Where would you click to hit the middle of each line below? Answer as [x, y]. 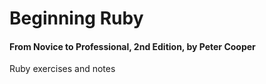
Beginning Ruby [76, 18]
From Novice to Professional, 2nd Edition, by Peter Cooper [132, 46]
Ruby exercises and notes [62, 69]
